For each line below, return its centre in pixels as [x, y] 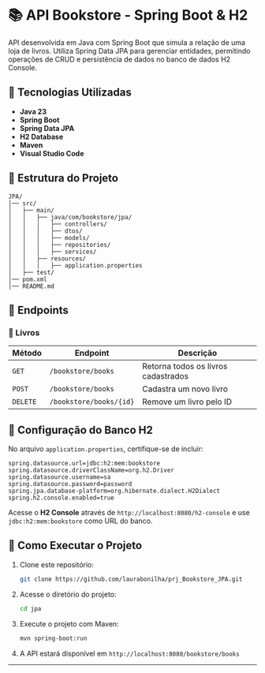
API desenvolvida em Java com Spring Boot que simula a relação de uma [127, 42]
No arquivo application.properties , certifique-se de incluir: [106, 449]
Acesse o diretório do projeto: [68, 594]
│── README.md [32, 286]
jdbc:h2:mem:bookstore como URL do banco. [80, 521]
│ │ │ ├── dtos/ [45, 231]
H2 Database [41, 136]
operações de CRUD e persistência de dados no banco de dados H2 [119, 59]
